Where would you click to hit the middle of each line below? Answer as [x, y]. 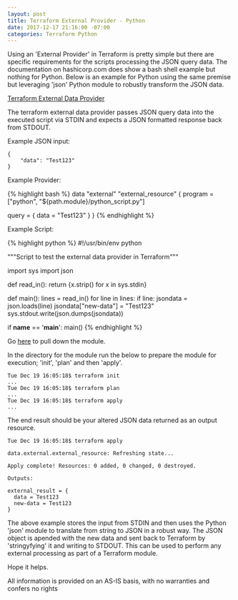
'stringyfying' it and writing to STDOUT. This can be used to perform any [114, 546]
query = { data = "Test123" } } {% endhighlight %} [81, 216]
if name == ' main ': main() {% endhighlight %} [75, 327]
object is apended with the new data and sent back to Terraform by [106, 538]
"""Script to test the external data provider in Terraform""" [93, 257]
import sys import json [40, 271]
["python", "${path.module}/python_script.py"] [76, 201]
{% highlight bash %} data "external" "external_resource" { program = [111, 194]
